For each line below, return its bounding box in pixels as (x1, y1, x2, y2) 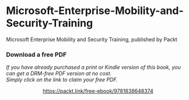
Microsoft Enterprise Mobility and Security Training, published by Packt (6, 36, 178, 43)
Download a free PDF (6, 50, 67, 58)
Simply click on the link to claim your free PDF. (6, 76, 118, 83)
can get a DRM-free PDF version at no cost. (6, 70, 112, 77)
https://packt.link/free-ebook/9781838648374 (43, 88, 153, 95)
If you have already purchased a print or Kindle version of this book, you (6, 64, 181, 71)
